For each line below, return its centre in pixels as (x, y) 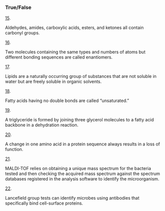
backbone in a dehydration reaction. (42, 125)
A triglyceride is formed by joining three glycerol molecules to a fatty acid (80, 120)
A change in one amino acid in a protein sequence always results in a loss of (82, 144)
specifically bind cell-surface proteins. (44, 203)
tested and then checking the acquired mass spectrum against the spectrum (82, 174)
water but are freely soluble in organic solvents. (53, 82)
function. (14, 149)
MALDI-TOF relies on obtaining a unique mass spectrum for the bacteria (78, 169)
